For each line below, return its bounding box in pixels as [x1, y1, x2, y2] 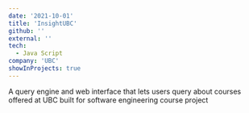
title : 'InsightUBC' [8, 19, 78, 27]
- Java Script [15, 49, 63, 57]
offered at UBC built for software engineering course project [8, 94, 209, 105]
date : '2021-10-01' [8, 11, 74, 20]
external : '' [8, 34, 52, 43]
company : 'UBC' [8, 57, 60, 65]
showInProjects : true [8, 65, 81, 73]
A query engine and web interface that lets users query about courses [8, 86, 242, 96]
